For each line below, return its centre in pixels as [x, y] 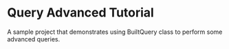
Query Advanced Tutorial [81, 13]
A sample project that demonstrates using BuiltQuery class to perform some [115, 32]
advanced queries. [34, 39]
